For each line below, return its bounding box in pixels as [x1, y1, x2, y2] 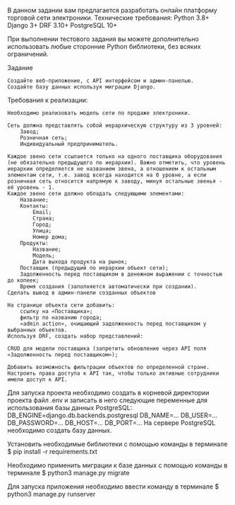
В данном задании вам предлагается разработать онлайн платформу [7, 6, 217, 14]
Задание [7, 64, 33, 72]
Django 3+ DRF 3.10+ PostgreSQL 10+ [7, 21, 118, 29]
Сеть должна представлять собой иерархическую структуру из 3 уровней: [7, 122, 222, 129]
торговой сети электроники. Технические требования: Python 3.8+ [7, 13, 210, 22]
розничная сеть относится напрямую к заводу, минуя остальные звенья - [7, 178, 222, 185]
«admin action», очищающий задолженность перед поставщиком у [20, 320, 207, 327]
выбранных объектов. [7, 327, 68, 334]
